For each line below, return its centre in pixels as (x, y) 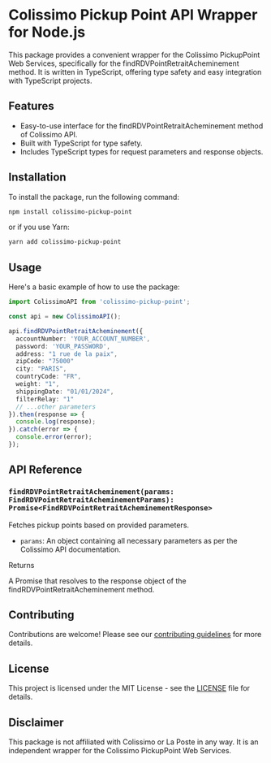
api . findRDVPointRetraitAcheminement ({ (76, 331)
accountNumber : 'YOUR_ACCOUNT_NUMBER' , (83, 339)
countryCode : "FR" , (49, 377)
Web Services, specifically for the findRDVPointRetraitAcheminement (124, 63)
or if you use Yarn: (39, 227)
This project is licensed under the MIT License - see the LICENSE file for (129, 688)
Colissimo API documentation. (71, 549)
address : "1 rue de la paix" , (67, 354)
